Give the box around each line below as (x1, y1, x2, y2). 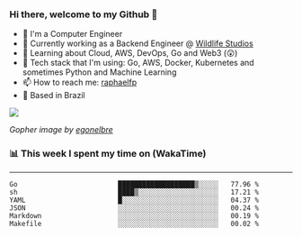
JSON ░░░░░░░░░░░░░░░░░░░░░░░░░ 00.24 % (9, 203, 259, 213)
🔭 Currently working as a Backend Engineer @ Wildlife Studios (22, 38, 253, 49)
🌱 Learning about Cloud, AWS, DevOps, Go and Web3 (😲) (22, 48, 238, 59)
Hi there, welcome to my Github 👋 (9, 8, 158, 21)
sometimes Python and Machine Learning (22, 67, 177, 77)
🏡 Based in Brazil (22, 90, 85, 101)
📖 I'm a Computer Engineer (22, 29, 123, 40)
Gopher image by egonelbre (9, 124, 114, 135)
